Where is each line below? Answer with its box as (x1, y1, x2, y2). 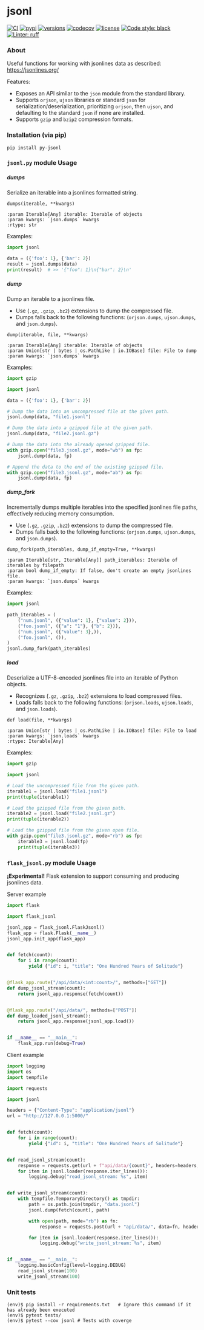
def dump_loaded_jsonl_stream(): (7, 1013, 91, 1019)
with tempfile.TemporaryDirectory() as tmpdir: (18, 1196, 140, 1202)
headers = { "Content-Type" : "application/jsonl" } (7, 1108, 135, 1114)
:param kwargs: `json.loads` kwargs (7, 733, 99, 739)
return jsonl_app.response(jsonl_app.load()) (18, 1018, 135, 1025)
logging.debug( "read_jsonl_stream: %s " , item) (28, 1174, 148, 1180)
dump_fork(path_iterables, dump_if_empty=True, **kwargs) (7, 546, 156, 553)
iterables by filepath (7, 562, 64, 569)
